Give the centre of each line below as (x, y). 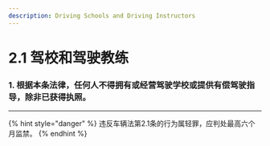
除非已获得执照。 (57, 97)
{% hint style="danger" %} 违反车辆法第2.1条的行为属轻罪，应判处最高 (125, 124)
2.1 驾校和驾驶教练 (69, 58)
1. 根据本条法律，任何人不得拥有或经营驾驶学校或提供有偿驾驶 (127, 85)
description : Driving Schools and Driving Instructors (102, 16)
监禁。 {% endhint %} (51, 134)
